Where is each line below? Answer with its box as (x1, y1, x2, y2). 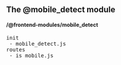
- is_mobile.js (9, 52, 54, 58)
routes (6, 46, 26, 53)
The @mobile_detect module (6, 5, 116, 15)
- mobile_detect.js (9, 40, 67, 47)
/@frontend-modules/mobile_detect (6, 21, 98, 28)
